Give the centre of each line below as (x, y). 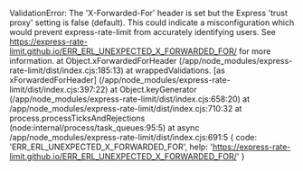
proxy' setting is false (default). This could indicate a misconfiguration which (152, 22)
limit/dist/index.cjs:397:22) (59, 90)
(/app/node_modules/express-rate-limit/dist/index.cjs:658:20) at (130, 99)
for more (255, 51)
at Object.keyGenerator (153, 90)
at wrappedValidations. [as (175, 70)
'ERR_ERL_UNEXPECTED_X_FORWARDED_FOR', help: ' (111, 147)
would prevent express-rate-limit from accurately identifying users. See (142, 32)
